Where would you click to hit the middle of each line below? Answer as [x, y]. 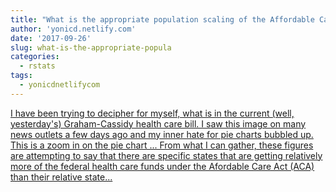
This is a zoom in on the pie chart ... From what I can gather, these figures [162, 145]
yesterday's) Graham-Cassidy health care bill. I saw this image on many [158, 123]
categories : [35, 57]
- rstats [37, 66]
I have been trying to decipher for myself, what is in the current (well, [152, 113]
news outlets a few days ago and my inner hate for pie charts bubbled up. [162, 134]
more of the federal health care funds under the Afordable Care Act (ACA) [162, 166]
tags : [21, 76]
